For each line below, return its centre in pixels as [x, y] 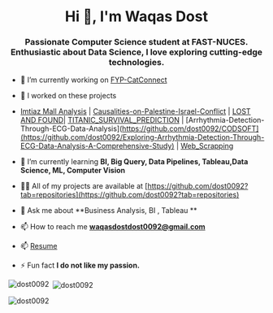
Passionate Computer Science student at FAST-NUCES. [136, 42]
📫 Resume [39, 246]
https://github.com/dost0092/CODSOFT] [190, 128]
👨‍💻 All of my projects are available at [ [84, 186]
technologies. [136, 63]
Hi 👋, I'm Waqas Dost [136, 17]
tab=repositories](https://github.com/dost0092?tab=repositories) [130, 195]
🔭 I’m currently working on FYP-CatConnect [93, 80]
